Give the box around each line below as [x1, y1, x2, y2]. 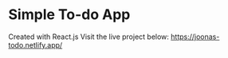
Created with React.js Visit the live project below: [8, 32, 170, 41]
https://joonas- [171, 32, 220, 41]
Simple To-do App [8, 6, 131, 24]
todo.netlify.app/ [8, 40, 63, 49]
